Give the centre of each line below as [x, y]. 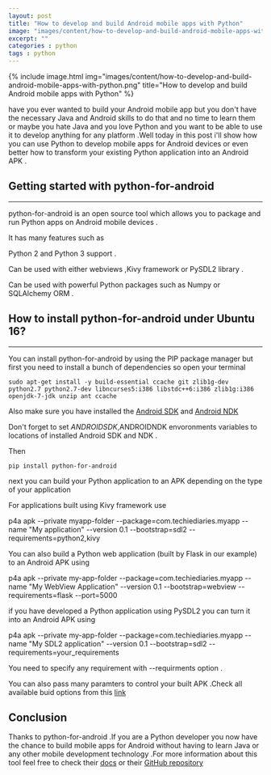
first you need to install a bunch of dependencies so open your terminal [127, 367]
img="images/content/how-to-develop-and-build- [169, 76]
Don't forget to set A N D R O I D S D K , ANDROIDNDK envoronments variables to [133, 426]
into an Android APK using [52, 619]
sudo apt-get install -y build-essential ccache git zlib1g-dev [119, 382]
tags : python [32, 53]
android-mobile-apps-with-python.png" [75, 85]
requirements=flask [41, 595]
